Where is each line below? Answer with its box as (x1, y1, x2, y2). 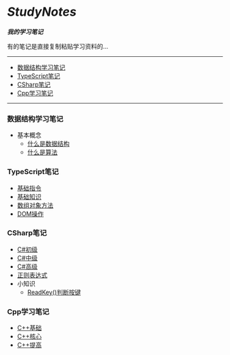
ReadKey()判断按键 (27, 288, 81, 296)
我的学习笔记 (7, 27, 43, 36)
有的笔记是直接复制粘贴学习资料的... (7, 42, 109, 50)
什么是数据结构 (27, 140, 70, 148)
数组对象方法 (16, 201, 53, 209)
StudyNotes (7, 4, 77, 20)
